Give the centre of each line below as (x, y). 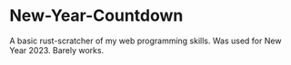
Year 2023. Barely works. (57, 50)
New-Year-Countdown (96, 16)
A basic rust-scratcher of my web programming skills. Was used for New (145, 41)
